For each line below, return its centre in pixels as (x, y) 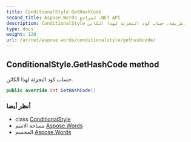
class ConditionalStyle (43, 119)
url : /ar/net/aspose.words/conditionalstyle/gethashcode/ (81, 40)
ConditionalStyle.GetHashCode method (83, 65)
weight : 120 (21, 35)
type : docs (20, 29)
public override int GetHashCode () (51, 90)
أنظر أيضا (18, 106)
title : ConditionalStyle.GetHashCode (54, 12)
